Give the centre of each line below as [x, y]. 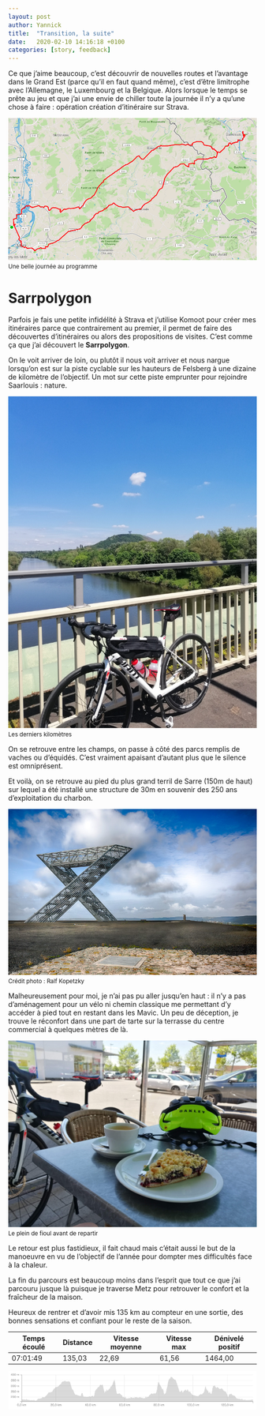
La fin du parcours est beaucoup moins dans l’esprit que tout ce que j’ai [124, 1280]
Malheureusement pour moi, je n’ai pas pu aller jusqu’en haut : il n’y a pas [127, 996]
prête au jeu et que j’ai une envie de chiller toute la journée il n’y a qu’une [127, 99]
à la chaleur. [28, 1265]
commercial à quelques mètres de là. [68, 1030]
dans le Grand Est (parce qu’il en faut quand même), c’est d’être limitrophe [129, 82]
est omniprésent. [35, 766]
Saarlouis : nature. [38, 385]
